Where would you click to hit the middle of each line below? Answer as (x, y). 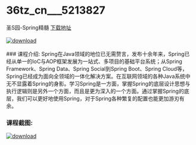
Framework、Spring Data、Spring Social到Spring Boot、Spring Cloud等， (97, 68)
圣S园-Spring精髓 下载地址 (39, 27)
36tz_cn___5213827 (56, 10)
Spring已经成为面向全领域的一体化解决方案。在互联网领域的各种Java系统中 (98, 76)
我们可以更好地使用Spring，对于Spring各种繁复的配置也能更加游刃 (98, 98)
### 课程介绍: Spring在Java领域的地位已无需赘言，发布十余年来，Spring (95, 53)
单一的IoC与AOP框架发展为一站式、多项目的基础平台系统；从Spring (99, 61)
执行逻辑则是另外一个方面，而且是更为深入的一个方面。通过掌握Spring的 (95, 91)
